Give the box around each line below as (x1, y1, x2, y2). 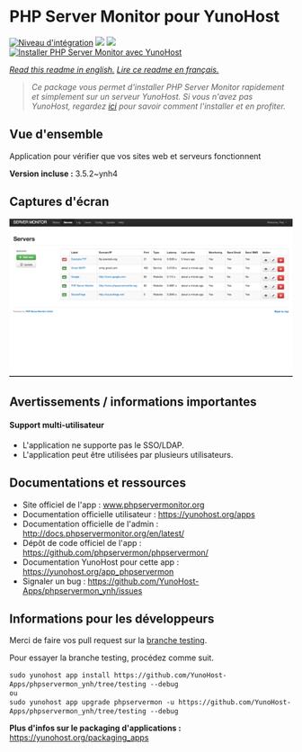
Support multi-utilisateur (9, 420, 105, 431)
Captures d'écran (9, 194, 110, 210)
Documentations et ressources (9, 475, 187, 491)
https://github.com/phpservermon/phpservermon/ (22, 547, 209, 558)
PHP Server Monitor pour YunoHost (9, 6, 280, 27)
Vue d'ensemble (9, 127, 103, 142)
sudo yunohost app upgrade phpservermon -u (9, 698, 175, 707)
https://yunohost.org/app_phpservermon (22, 566, 174, 577)
